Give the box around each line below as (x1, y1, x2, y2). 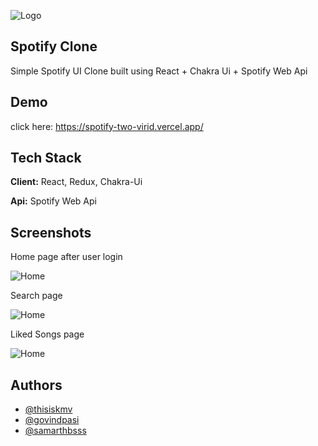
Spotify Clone (10, 38, 98, 55)
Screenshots (10, 224, 92, 241)
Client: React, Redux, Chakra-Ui (10, 176, 143, 188)
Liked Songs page (10, 328, 85, 340)
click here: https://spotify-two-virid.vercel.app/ (10, 120, 204, 132)
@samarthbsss (24, 425, 87, 437)
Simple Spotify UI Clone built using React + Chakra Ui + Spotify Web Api (10, 65, 308, 77)
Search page (10, 290, 63, 302)
